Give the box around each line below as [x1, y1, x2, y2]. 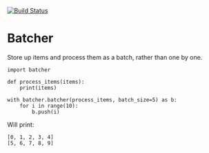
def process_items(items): [7, 78, 85, 85]
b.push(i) [32, 108, 60, 115]
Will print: [7, 120, 34, 128]
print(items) [19, 84, 57, 91]
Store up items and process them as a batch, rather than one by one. [7, 53, 203, 61]
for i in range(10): [19, 102, 79, 109]
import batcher [7, 66, 51, 73]
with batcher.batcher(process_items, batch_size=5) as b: [7, 96, 177, 103]
